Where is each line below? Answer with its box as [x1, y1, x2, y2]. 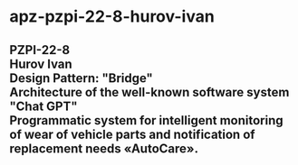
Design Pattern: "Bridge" [9, 70, 154, 86]
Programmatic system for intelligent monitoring [9, 113, 284, 128]
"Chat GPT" [9, 98, 79, 114]
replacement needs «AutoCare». [9, 141, 199, 156]
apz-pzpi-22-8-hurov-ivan [9, 6, 215, 27]
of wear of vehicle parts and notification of [9, 126, 255, 142]
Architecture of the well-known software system [9, 84, 290, 100]
